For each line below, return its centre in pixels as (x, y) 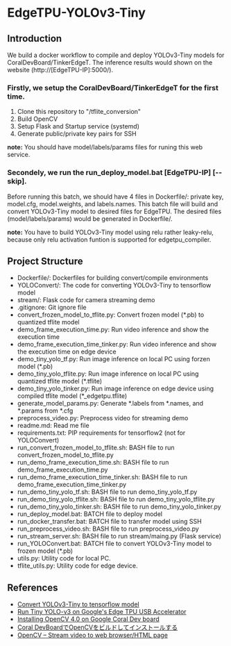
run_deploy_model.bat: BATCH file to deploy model (90, 514)
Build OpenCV (37, 119)
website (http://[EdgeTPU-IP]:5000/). (60, 70)
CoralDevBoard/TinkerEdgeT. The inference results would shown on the (110, 63)
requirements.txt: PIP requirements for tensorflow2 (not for (101, 433)
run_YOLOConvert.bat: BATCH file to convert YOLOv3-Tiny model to (114, 544)
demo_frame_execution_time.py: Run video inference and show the (113, 330)
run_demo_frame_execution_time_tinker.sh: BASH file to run (102, 477)
